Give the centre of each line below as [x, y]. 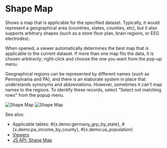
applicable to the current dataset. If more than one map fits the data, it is [80, 53]
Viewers [21, 134]
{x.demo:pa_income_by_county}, [46, 129]
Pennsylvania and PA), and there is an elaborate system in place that [76, 79]
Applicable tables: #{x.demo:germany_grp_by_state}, [67, 124]
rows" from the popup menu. [35, 95]
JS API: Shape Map [32, 140]
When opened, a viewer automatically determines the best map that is [77, 48]
